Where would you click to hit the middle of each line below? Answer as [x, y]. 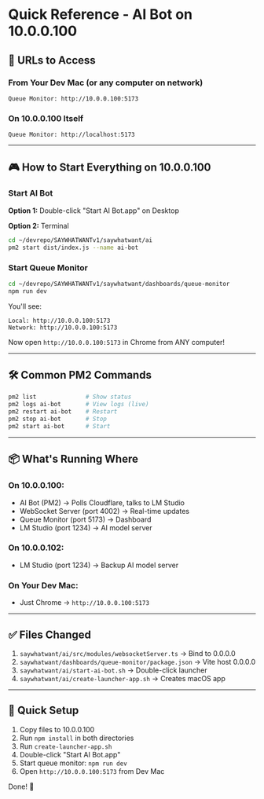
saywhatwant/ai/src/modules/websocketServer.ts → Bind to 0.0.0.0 [127, 653]
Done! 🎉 [21, 786]
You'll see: [25, 306]
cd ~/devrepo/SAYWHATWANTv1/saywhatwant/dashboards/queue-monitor [119, 284]
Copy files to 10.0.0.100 [57, 729]
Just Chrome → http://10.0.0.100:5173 [84, 603]
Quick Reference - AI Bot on [100, 15]
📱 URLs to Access [52, 60]
